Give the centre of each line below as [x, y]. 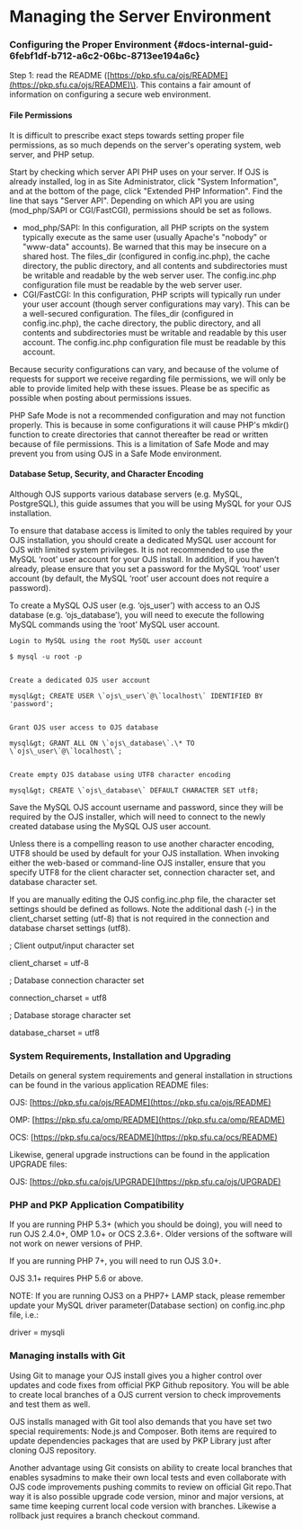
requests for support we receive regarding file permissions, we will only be [147, 379]
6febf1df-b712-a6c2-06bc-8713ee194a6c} [105, 56]
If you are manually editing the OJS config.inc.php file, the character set [142, 899]
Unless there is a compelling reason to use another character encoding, [142, 844]
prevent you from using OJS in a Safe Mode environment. [115, 453]
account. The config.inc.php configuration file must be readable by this [154, 342]
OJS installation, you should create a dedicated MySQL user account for [143, 540]
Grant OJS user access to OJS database [84, 727]
